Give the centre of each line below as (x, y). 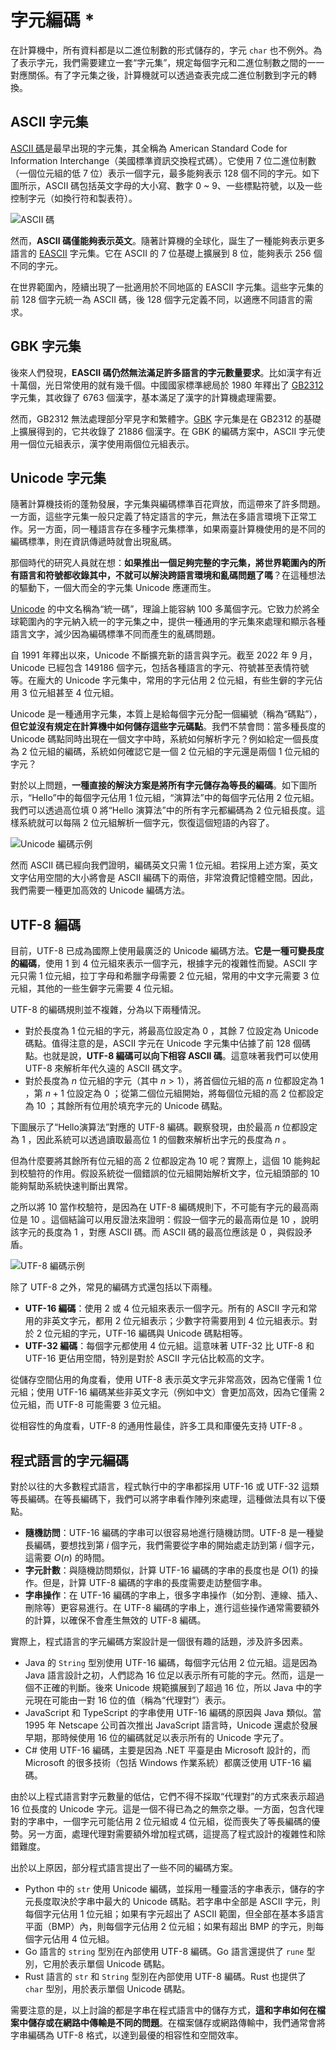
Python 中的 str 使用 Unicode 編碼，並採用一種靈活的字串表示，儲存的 (170, 1889)
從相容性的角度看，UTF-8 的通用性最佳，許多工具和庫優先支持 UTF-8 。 (159, 1426)
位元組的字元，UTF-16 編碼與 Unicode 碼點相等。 (146, 1333)
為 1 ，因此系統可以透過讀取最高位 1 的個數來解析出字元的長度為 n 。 (151, 1140)
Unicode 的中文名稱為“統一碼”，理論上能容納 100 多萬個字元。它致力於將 (161, 609)
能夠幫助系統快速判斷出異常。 (71, 1186)
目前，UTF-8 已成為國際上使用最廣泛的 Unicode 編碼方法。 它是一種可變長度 (167, 951)
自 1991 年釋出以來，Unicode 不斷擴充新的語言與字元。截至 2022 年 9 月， (164, 655)
